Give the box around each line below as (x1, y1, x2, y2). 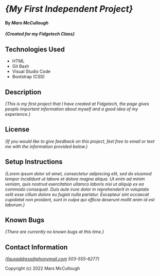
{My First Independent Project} (5, 3, 133, 15)
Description (5, 88, 41, 96)
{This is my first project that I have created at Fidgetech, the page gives (5, 101, 149, 106)
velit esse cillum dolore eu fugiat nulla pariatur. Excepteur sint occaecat (5, 191, 149, 197)
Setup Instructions (5, 158, 63, 166)
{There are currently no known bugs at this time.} (5, 229, 105, 235)
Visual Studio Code (12, 68, 51, 74)
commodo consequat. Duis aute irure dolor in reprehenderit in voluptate (5, 186, 149, 192)
